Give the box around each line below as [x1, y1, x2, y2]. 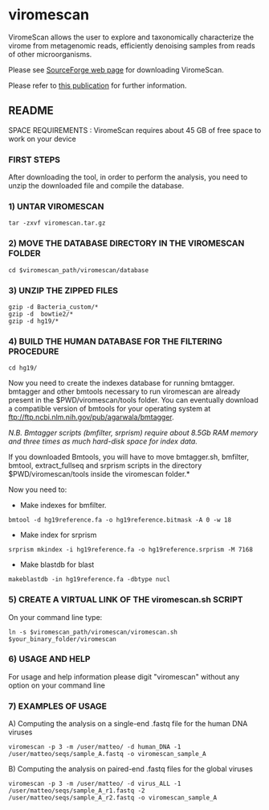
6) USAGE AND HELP [8, 654, 91, 665]
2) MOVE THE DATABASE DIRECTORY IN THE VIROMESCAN [8, 238, 245, 249]
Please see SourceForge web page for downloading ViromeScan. [8, 64, 225, 74]
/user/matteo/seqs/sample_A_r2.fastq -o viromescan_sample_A [8, 794, 218, 802]
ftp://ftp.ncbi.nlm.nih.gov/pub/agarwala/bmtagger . [8, 412, 174, 422]
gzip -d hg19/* [8, 316, 59, 325]
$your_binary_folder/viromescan [8, 634, 116, 643]
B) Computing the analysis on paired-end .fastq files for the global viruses [8, 764, 253, 774]
